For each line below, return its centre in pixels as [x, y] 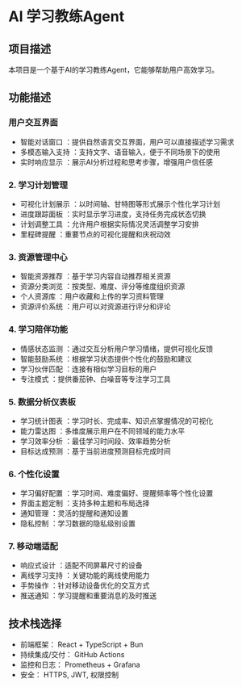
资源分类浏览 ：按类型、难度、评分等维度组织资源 [102, 287]
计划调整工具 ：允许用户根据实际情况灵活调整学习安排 [109, 224]
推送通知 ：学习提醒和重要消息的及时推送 [88, 596]
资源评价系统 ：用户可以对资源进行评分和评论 [95, 307]
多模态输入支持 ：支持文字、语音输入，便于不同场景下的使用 [120, 152]
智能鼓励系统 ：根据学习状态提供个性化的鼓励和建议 [106, 358]
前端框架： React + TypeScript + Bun [81, 645]
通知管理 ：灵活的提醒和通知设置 [74, 513]
